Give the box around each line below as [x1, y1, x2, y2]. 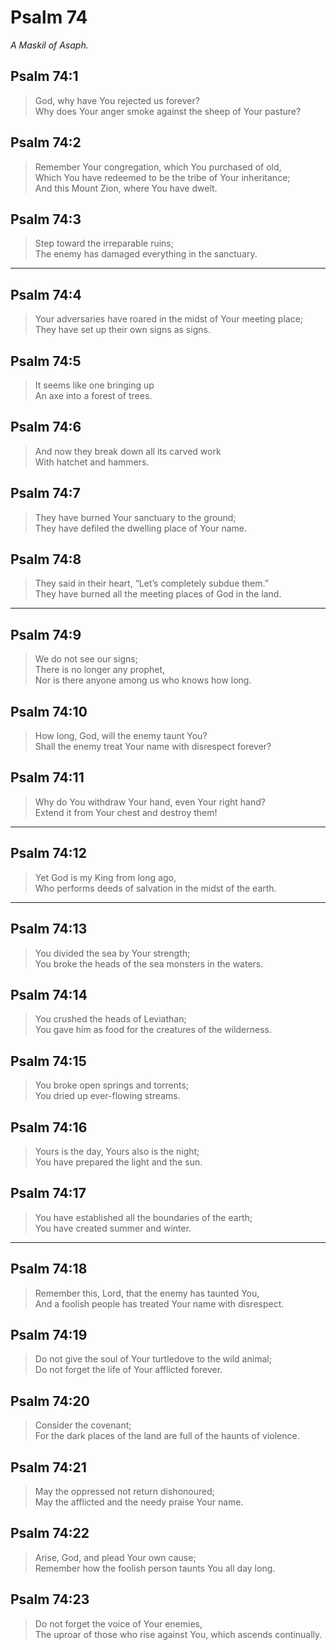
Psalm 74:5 [10, 352, 82, 370]
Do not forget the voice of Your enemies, [34, 1617, 203, 1630]
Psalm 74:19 [10, 1326, 88, 1343]
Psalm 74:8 [10, 551, 82, 568]
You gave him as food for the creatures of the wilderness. [34, 1024, 272, 1036]
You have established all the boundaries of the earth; [34, 1211, 253, 1223]
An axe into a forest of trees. [34, 390, 153, 401]
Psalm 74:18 [10, 1261, 88, 1278]
